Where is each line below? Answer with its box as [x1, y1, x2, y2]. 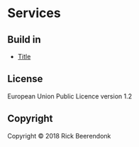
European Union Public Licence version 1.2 [7, 91, 133, 101]
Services [7, 5, 62, 21]
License [7, 73, 43, 85]
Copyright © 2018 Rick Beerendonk [7, 131, 111, 140]
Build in [7, 34, 41, 46]
